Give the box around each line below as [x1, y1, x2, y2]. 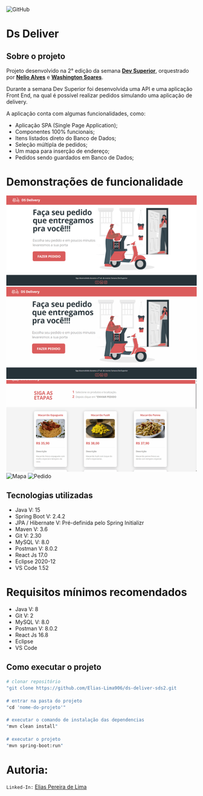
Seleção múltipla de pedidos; [14, 141, 88, 148]
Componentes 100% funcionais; [14, 128, 95, 135]
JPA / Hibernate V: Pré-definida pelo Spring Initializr [14, 519, 144, 527]
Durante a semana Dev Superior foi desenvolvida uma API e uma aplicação [6, 85, 193, 92]
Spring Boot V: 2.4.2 [14, 513, 65, 520]
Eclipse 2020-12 [14, 558, 56, 565]
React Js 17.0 [14, 552, 48, 559]
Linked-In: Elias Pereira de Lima [6, 783, 87, 791]
